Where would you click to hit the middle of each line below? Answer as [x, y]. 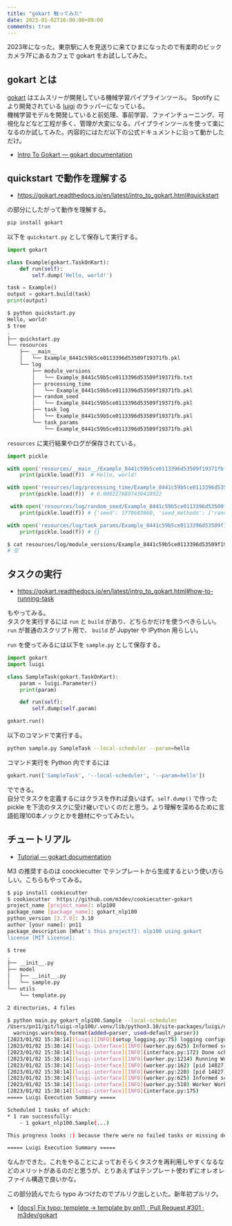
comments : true [29, 26]
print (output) [28, 301]
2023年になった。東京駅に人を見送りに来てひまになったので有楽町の [105, 47]
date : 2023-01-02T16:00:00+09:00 [55, 20]
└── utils [21, 989]
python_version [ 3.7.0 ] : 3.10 [51, 919]
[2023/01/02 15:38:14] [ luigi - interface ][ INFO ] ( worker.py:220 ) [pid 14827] [117, 1072]
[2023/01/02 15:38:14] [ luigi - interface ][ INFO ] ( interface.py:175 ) [103, 1091]
